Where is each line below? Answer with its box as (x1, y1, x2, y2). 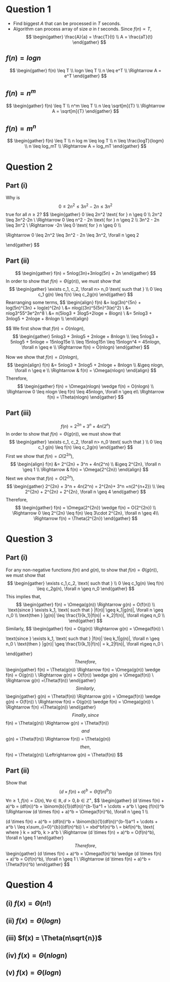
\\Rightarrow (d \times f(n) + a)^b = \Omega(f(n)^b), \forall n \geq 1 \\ (6, 808, 148, 814)
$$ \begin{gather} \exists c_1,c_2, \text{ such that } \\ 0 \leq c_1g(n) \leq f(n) (7, 580, 164, 586)
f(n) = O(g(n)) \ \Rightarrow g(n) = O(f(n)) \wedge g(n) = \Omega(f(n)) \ (6, 672, 154, 678)
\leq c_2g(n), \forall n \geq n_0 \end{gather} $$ (36, 586, 135, 592)
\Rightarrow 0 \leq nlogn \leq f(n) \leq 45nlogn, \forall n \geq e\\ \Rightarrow (7, 388, 164, 394)
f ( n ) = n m (6, 87, 36, 98)
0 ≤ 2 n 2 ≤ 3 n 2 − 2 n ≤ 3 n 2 (58, 202, 113, 209)
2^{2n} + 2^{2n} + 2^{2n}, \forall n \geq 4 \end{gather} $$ (25, 488, 146, 495)
